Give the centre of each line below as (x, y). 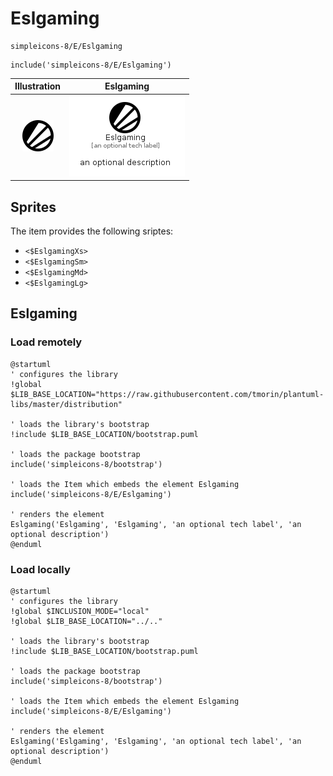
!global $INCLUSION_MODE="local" (80, 611)
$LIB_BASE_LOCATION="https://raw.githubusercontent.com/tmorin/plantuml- (167, 394)
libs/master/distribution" (66, 404)
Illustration (38, 86)
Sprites (33, 207)
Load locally (40, 569)
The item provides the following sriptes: (92, 231)
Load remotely (46, 342)
